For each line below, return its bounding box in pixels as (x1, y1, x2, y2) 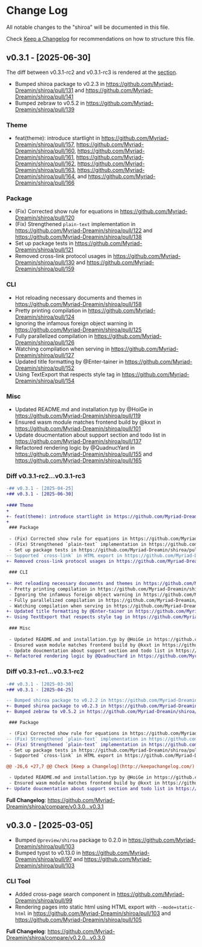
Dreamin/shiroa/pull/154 (14, 377, 75, 384)
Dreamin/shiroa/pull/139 (14, 106, 75, 113)
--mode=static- (157, 904, 195, 910)
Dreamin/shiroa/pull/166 (14, 179, 75, 186)
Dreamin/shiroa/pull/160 (14, 147, 75, 155)
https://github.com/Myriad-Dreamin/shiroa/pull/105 (14, 916, 142, 923)
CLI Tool (6, 877, 31, 885)
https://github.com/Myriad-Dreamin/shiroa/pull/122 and (14, 227, 153, 234)
